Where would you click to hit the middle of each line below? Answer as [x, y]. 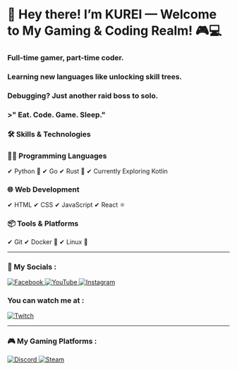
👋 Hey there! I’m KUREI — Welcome [112, 15]
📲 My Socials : [32, 267]
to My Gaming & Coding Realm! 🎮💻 [115, 31]
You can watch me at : [46, 300]
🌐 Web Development [43, 190]
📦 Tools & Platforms [43, 224]
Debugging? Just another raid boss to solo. [83, 96]
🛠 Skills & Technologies [49, 134]
